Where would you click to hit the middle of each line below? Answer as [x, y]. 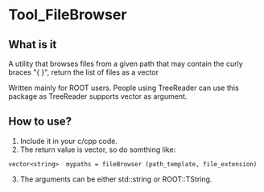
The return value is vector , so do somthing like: [98, 149]
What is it [33, 45]
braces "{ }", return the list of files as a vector [84, 72]
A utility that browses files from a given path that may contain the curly [126, 63]
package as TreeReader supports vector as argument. [98, 96]
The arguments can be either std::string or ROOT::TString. [116, 179]
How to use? [40, 122]
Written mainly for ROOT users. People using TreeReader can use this [124, 88]
